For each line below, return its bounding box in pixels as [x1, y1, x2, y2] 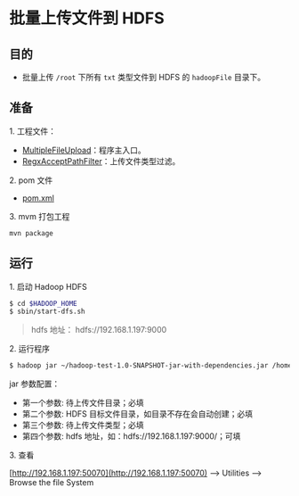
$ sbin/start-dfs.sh [9, 307, 86, 317]
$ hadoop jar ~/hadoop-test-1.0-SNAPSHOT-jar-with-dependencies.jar [9, 361, 269, 370]
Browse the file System [9, 477, 94, 488]
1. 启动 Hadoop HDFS [9, 281, 87, 292]
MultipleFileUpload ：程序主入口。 [21, 145, 146, 155]
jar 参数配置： [9, 378, 61, 389]
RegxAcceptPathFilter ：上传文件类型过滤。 [21, 155, 181, 166]
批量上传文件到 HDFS [9, 8, 165, 29]
